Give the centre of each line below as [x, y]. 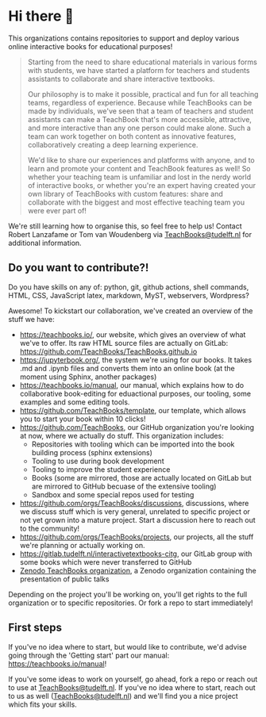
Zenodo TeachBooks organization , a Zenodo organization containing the [138, 570]
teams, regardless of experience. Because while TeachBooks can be [140, 102]
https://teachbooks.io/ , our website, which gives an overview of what [133, 334]
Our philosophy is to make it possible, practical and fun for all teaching [143, 94]
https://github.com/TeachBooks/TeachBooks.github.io [108, 351]
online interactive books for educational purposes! [91, 46]
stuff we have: [32, 319]
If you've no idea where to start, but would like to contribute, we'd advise [128, 646]
